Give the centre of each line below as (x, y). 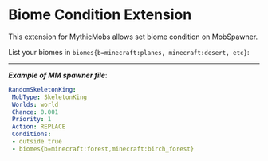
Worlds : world (35, 104)
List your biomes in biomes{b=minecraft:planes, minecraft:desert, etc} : (129, 52)
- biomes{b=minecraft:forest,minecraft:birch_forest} (103, 149)
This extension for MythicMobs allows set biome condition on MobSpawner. (133, 37)
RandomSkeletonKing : (43, 89)
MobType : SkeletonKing (49, 97)
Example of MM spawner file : (58, 75)
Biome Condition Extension (100, 15)
